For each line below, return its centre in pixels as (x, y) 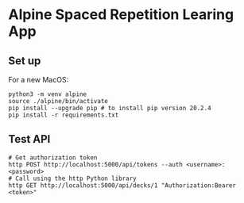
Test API (29, 139)
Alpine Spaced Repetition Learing (121, 15)
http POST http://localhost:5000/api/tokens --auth (95, 164)
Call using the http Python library (76, 178)
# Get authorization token (53, 157)
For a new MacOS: (39, 80)
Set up (25, 61)
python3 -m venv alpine (48, 94)
